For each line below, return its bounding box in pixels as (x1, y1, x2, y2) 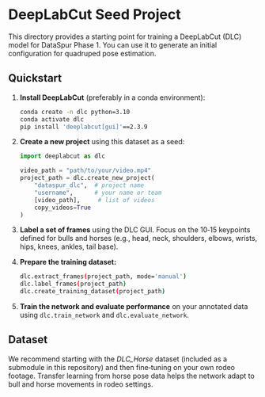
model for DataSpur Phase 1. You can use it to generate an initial (8, 40, 218, 49)
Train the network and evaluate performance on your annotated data (19, 302, 248, 311)
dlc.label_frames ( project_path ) (19, 280, 127, 288)
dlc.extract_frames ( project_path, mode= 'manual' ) (19, 273, 187, 281)
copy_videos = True (34, 204, 91, 212)
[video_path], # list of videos (34, 196, 155, 204)
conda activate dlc (19, 115, 85, 124)
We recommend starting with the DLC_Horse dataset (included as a (8, 354, 228, 364)
